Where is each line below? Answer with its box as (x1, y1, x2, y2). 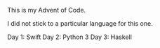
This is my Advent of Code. (7, 6, 86, 14)
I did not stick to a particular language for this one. (7, 19, 153, 27)
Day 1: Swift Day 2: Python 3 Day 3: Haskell (7, 33, 132, 41)
